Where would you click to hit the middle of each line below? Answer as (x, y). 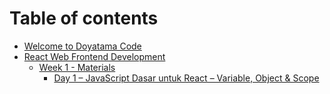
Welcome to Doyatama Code (82, 46)
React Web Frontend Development (94, 56)
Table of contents (84, 18)
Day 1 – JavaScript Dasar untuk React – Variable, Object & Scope (186, 78)
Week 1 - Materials (77, 67)
